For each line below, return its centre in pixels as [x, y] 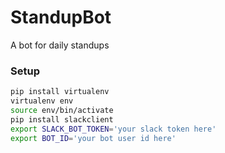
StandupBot [61, 17]
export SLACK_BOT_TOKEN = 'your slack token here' [113, 129]
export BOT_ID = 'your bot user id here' [93, 138]
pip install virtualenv [60, 92]
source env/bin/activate [62, 110]
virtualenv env [42, 101]
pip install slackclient [62, 119]
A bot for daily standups [60, 45]
